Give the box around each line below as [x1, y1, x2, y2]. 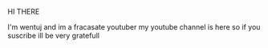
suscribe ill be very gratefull [7, 31, 99, 40]
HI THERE [7, 7, 40, 16]
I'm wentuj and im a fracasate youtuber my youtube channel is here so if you [7, 22, 261, 31]
